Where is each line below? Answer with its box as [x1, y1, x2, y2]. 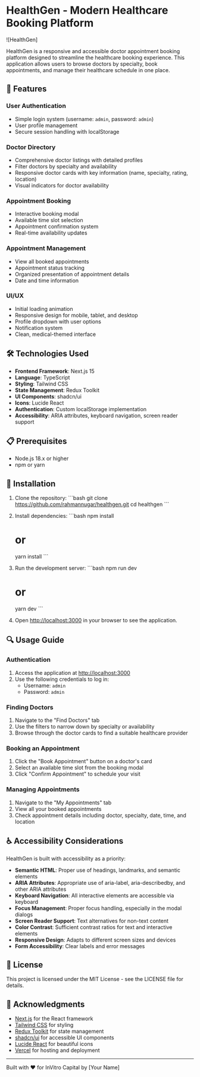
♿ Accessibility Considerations [6, 836, 124, 846]
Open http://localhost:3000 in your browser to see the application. [14, 617, 177, 624]
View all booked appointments [14, 258, 89, 265]
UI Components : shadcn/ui [14, 393, 82, 400]
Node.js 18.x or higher [14, 455, 69, 462]
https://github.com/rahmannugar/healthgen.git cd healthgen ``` [14, 501, 170, 508]
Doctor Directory [6, 143, 56, 151]
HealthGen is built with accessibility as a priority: [6, 854, 126, 862]
